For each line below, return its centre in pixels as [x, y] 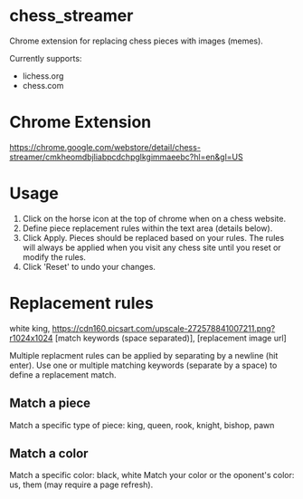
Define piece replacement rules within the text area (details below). [147, 228]
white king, [30, 328]
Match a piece [50, 403]
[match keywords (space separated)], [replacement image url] [170, 338]
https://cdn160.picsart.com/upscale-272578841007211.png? [164, 328]
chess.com [43, 85]
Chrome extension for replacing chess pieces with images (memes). [137, 41]
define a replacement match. [63, 374]
